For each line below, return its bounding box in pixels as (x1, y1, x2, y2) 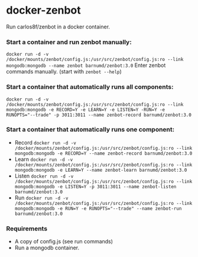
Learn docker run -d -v (14, 155, 73, 163)
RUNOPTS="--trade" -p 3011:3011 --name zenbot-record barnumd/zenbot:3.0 (6, 112, 192, 118)
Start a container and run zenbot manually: (6, 38, 132, 46)
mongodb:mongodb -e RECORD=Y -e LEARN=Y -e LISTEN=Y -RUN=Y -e (6, 107, 165, 113)
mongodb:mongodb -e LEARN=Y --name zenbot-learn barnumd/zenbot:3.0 (14, 167, 187, 173)
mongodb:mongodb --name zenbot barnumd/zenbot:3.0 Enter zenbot (6, 62, 166, 69)
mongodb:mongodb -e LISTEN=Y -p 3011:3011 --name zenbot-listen (14, 184, 177, 189)
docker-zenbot (6, 4, 81, 17)
